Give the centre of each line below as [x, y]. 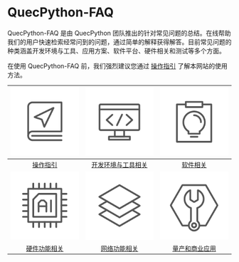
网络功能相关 [119, 248]
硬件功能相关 [45, 248]
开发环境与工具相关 [119, 164]
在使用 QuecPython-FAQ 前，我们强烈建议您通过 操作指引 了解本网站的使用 [117, 65]
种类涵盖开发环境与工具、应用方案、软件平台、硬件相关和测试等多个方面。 [116, 51]
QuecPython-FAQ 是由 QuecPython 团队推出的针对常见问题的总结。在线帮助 [119, 33]
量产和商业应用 [194, 248]
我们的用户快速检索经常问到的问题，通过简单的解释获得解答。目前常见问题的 [119, 42]
